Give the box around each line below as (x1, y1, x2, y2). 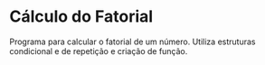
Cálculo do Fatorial (9, 6, 154, 27)
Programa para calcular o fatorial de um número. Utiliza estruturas (9, 36, 256, 47)
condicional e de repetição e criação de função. (9, 45, 188, 56)
